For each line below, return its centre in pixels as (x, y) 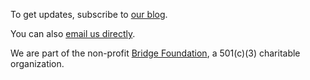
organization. (37, 63)
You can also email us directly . (73, 33)
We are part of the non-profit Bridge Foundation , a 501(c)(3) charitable (155, 53)
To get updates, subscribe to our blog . (89, 14)
